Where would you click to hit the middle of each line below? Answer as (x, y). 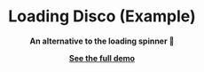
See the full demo (102, 58)
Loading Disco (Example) (102, 16)
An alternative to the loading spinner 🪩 (102, 41)
